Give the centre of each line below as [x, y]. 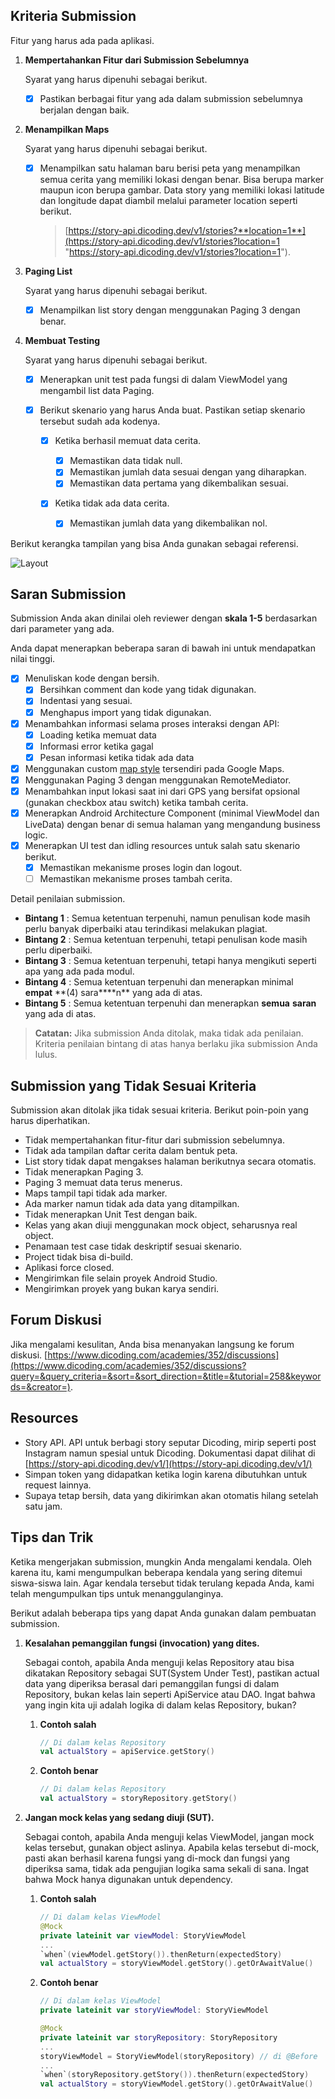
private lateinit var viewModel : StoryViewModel [143, 1935]
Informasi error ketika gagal [96, 746]
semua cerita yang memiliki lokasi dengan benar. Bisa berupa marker [182, 179]
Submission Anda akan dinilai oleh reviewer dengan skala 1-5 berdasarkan [164, 618]
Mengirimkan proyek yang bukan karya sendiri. [122, 1289]
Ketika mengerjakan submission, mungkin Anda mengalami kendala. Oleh [161, 1561]
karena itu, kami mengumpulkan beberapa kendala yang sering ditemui [156, 1572]
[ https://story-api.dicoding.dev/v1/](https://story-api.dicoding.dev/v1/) [168, 1463]
